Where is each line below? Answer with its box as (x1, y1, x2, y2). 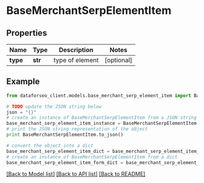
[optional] (104, 56, 132, 64)
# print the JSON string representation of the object (6, 126, 148, 132)
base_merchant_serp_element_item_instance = (6, 121, 121, 127)
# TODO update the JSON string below (6, 104, 102, 110)
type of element (53, 56, 99, 64)
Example (6, 76, 40, 87)
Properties (6, 28, 47, 38)
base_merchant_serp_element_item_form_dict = (6, 159, 123, 165)
